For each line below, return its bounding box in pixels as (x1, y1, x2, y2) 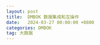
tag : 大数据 (6, 30, 33, 36)
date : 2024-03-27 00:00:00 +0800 (6, 19, 95, 25)
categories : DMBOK (6, 25, 52, 31)
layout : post (6, 8, 39, 15)
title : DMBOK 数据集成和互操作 (6, 14, 79, 20)
